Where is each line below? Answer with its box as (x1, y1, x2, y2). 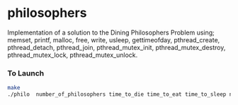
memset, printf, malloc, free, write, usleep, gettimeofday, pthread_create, (7, 35, 220, 44)
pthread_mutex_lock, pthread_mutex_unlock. (7, 51, 138, 59)
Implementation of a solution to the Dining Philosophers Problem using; (7, 28, 215, 37)
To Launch (7, 68, 45, 78)
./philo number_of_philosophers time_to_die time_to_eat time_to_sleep (7, 91, 227, 98)
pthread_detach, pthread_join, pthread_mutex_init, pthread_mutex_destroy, (7, 43, 226, 51)
